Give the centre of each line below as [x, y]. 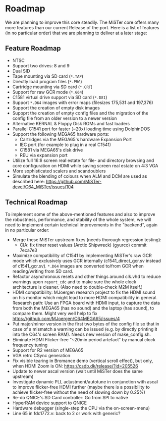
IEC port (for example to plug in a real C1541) [65, 145]
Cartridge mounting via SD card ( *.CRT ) [52, 87]
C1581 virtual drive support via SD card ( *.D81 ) [60, 97]
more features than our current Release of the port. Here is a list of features [82, 27]
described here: [28, 181]
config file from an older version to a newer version [65, 118]
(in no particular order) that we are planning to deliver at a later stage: [76, 33]
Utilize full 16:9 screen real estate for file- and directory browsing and [83, 160]
